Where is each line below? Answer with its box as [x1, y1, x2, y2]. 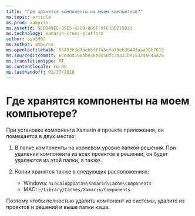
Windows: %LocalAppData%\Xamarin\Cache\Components [23, 179, 152, 186]
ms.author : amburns [6, 42, 54, 48]
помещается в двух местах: [6, 133, 76, 140]
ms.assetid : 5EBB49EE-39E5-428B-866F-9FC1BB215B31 [6, 25, 133, 31]
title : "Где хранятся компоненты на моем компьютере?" [6, 8, 143, 15]
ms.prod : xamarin [6, 19, 49, 25]
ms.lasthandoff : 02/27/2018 [6, 69, 75, 75]
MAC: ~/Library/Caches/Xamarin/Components [23, 186, 131, 193]
